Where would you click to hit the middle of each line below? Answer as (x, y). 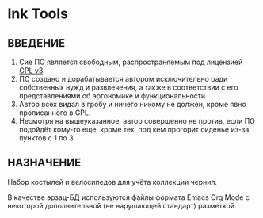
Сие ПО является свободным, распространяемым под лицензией (131, 62)
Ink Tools (38, 14)
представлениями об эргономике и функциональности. (113, 96)
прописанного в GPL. (55, 113)
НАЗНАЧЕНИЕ (44, 163)
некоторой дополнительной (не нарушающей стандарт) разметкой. (122, 205)
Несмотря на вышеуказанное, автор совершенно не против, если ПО (137, 121)
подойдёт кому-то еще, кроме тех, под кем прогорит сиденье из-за (134, 129)
